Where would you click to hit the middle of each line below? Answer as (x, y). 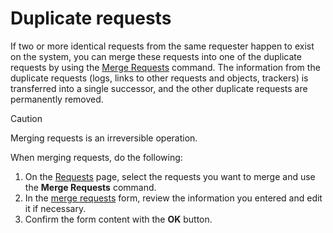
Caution (26, 118)
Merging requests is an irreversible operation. (104, 138)
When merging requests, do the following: (96, 157)
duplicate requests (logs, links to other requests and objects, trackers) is (159, 78)
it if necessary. (55, 208)
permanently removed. (57, 99)
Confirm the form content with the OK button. (118, 219)
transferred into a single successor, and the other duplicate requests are (159, 88)
